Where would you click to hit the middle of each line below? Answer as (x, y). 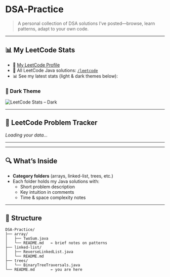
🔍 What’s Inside (31, 161)
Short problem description (47, 187)
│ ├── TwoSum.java (27, 239)
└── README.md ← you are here (44, 270)
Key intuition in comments (47, 192)
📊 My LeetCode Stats (40, 50)
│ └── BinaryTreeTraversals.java (43, 265)
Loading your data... (27, 135)
